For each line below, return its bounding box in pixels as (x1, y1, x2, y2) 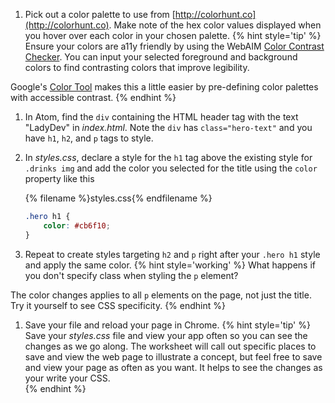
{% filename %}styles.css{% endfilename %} (24, 192, 213, 204)
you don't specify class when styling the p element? (24, 269, 239, 281)
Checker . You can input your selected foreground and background (24, 51, 298, 63)
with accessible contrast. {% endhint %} (10, 92, 177, 103)
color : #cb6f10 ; (43, 220, 111, 231)
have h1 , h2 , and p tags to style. (24, 132, 154, 144)
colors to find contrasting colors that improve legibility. (24, 62, 250, 73)
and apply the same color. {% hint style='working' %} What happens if (24, 259, 317, 271)
